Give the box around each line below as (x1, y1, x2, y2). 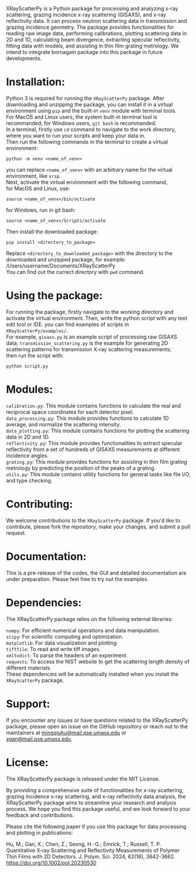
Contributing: (6, 498, 73, 511)
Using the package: (6, 289, 103, 303)
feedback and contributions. (6, 812, 74, 819)
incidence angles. (6, 452, 49, 459)
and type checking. (6, 477, 53, 484)
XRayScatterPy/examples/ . (6, 327, 68, 334)
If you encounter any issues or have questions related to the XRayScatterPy (6, 717, 188, 724)
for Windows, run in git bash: (6, 206, 76, 213)
